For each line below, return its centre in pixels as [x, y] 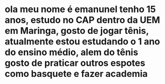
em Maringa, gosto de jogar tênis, [77, 31]
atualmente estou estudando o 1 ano [82, 42]
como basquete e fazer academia [76, 74]
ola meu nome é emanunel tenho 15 [80, 9]
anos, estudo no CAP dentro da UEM [82, 20]
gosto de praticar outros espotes [75, 63]
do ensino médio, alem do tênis [72, 52]
